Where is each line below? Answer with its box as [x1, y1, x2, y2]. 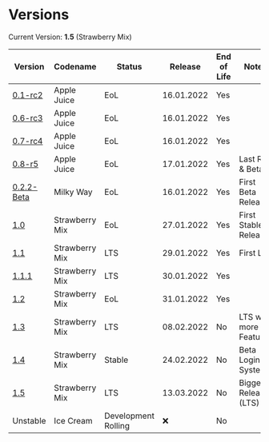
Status [116, 61, 143, 72]
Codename [54, 61, 97, 72]
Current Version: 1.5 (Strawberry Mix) [8, 32, 132, 42]
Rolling [103, 420, 130, 431]
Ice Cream [54, 415, 94, 426]
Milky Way [54, 186, 94, 197]
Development [103, 410, 155, 421]
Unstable [12, 415, 46, 426]
